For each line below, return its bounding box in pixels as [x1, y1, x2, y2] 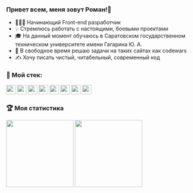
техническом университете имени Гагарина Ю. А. [14, 41, 142, 48]
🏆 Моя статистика [6, 104, 64, 112]
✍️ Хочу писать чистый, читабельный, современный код [14, 54, 160, 61]
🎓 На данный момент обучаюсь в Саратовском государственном [14, 32, 186, 39]
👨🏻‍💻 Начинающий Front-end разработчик [14, 19, 121, 26]
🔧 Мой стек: [6, 71, 43, 79]
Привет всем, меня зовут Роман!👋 [6, 5, 112, 14]
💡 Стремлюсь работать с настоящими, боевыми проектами [14, 25, 169, 32]
